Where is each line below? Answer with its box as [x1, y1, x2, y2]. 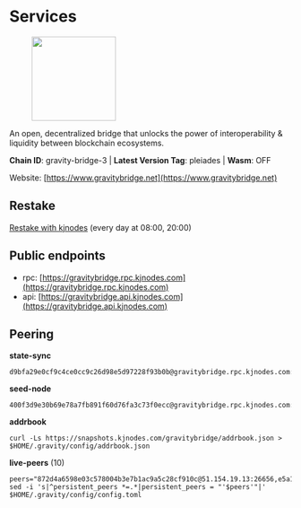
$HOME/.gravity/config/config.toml [9, 491, 142, 500]
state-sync [9, 350, 52, 361]
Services [9, 6, 78, 27]
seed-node [9, 383, 52, 394]
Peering [9, 326, 55, 342]
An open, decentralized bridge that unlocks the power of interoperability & [9, 127, 284, 138]
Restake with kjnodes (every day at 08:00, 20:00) [9, 222, 193, 232]
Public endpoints [9, 249, 106, 264]
